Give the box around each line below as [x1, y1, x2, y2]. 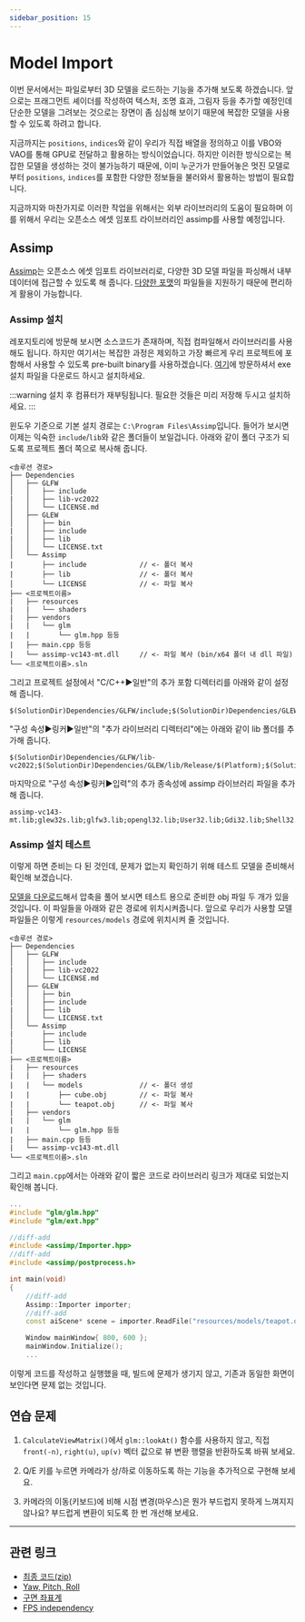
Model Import [9, 52, 113, 73]
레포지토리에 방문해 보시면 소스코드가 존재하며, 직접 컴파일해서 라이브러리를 [9, 336, 277, 347]
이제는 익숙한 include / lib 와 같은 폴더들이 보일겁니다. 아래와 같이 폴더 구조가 [9, 431, 280, 442]
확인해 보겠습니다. [9, 871, 74, 883]
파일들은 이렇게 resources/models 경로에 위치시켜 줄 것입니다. [9, 914, 230, 925]
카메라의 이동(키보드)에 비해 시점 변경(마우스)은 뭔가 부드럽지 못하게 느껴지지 [22, 1495, 294, 1506]
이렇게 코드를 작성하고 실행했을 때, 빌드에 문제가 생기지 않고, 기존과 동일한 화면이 [9, 1367, 295, 1379]
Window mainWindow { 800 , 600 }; [25, 1333, 148, 1343]
